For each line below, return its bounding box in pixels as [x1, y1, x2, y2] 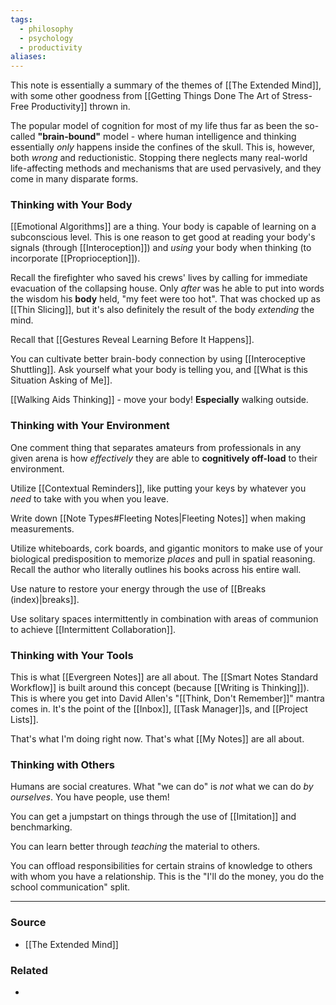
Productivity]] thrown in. [31, 101, 131, 113]
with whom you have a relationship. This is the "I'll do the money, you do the [10, 871, 325, 883]
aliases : [10, 52, 47, 62]
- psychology [19, 33, 74, 43]
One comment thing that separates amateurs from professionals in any [10, 441, 302, 453]
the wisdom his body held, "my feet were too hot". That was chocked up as [10, 293, 321, 305]
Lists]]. [10, 714, 39, 726]
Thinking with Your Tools [10, 648, 134, 662]
